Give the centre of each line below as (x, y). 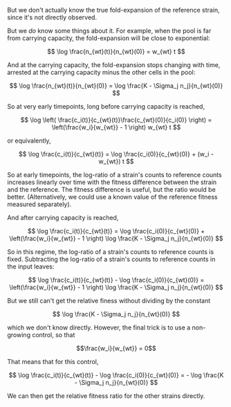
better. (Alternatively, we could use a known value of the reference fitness (112, 197)
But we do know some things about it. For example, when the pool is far (109, 31)
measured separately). (39, 204)
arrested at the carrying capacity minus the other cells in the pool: (101, 72)
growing (19, 335)
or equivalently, (29, 141)
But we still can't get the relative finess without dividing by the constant (109, 301)
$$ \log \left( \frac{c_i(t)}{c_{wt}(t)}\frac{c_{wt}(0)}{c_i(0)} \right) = (116, 120)
